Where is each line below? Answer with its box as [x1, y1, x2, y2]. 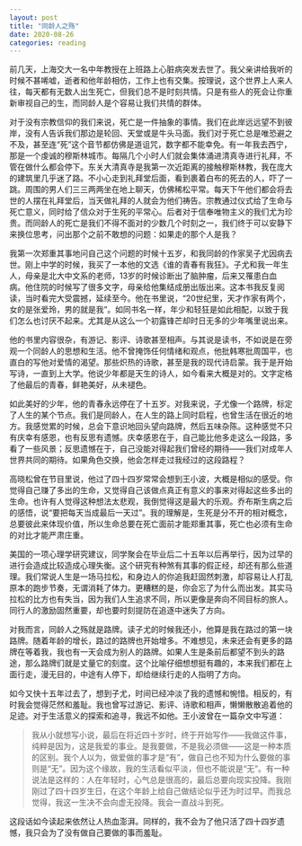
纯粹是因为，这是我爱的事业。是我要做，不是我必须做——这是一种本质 [31, 741, 292, 752]
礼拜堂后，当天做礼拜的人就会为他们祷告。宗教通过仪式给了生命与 [48, 195, 293, 207]
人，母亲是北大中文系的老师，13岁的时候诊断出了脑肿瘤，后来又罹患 [9, 270, 262, 281]
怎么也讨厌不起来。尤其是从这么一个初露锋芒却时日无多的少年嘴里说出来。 [16, 315, 293, 326]
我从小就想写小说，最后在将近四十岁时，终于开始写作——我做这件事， [31, 729, 292, 741]
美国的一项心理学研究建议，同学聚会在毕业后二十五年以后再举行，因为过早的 [9, 549, 293, 560]
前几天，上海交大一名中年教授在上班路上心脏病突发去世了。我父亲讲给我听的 [9, 64, 293, 75]
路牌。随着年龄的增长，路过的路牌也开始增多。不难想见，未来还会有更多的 [9, 635, 285, 647]
